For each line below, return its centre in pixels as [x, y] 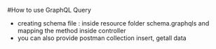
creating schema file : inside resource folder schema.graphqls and [113, 23]
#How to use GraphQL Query [49, 10]
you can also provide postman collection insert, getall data [102, 38]
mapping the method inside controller [72, 31]
